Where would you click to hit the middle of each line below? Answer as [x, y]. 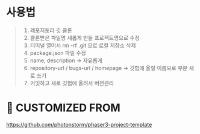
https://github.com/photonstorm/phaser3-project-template [79, 124]
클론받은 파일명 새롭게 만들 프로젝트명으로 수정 [85, 37]
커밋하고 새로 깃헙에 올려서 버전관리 [72, 83]
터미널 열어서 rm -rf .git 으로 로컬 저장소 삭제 [83, 45]
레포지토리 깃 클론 [51, 30]
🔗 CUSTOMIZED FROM [63, 108]
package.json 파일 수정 [58, 53]
